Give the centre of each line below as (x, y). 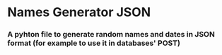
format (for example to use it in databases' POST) (94, 43)
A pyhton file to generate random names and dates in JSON (111, 35)
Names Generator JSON (79, 12)
